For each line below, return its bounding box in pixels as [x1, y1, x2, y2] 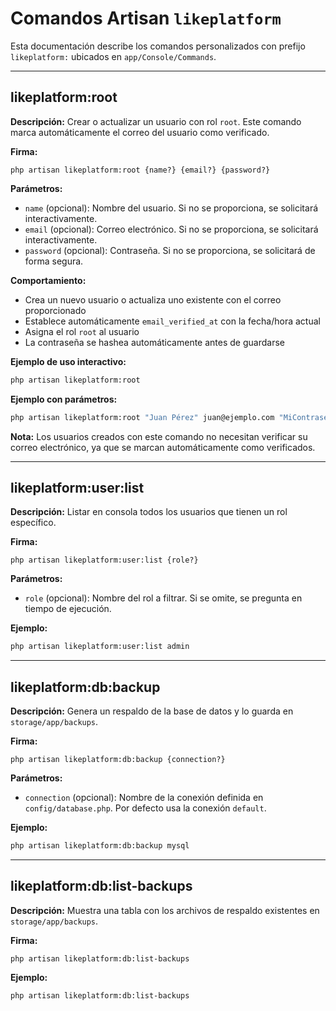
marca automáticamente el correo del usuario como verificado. [10, 126, 270, 138]
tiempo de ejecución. [24, 603, 112, 615]
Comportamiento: [10, 274, 87, 286]
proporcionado [24, 304, 87, 316]
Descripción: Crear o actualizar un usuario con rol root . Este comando [10, 115, 302, 127]
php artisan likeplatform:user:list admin [10, 642, 190, 652]
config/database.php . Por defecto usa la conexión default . [24, 802, 267, 814]
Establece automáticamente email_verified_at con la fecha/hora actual [24, 315, 321, 327]
